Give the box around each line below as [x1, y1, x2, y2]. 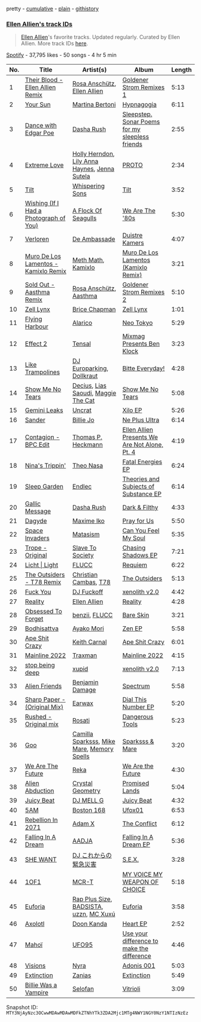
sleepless [122, 133, 150, 141]
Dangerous [122, 713, 154, 721]
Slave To [72, 544, 97, 552]
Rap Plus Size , [72, 895, 112, 904]
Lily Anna [72, 157, 99, 166]
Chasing [122, 544, 146, 552]
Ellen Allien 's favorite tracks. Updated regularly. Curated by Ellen [20, 33, 181, 41]
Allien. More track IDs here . [20, 40, 89, 47]
